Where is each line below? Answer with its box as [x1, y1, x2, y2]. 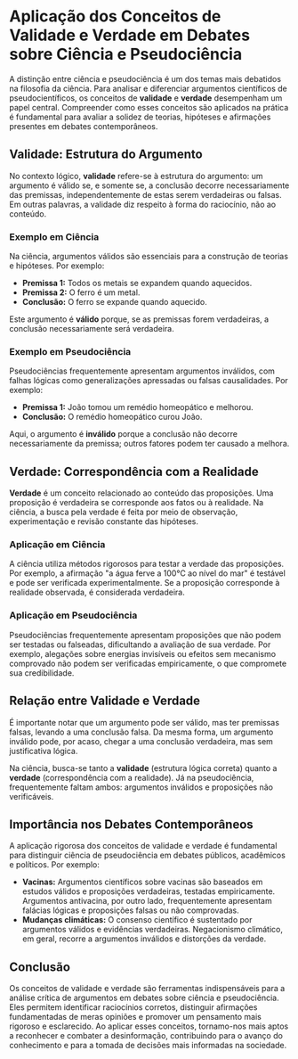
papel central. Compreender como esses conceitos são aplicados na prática [9, 102, 289, 112]
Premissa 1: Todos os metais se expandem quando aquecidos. [21, 278, 253, 289]
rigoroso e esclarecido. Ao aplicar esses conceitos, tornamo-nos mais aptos [9, 1021, 289, 1031]
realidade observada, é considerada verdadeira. [9, 587, 185, 598]
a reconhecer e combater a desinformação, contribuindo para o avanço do [9, 1030, 283, 1041]
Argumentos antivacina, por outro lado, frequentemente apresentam [21, 896, 273, 907]
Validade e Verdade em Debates [9, 25, 251, 45]
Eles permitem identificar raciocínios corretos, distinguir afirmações [9, 1002, 258, 1013]
